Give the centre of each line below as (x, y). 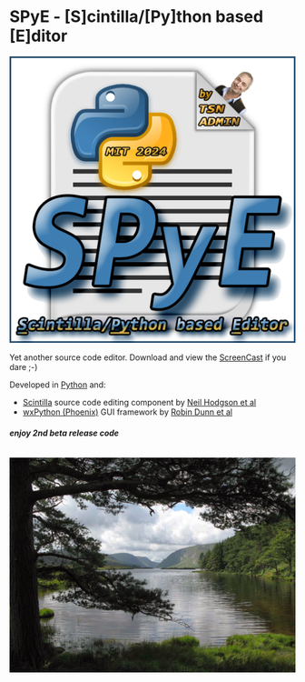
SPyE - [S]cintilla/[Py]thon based (137, 17)
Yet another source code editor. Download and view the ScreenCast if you (148, 357)
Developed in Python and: (58, 385)
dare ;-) (24, 366)
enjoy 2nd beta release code (64, 433)
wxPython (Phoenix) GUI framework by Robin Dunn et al (128, 412)
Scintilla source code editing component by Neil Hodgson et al (139, 402)
